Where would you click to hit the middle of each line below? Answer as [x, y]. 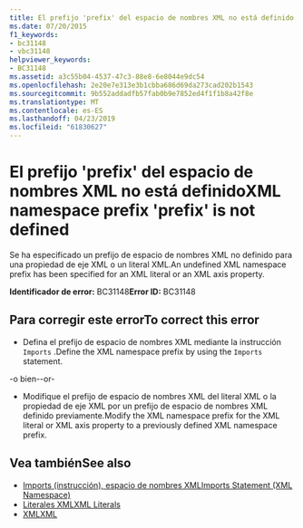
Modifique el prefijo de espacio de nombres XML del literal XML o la [149, 396]
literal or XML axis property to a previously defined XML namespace [150, 425]
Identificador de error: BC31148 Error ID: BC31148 [103, 292]
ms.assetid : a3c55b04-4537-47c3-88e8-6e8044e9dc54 [107, 77]
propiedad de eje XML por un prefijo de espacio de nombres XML [145, 406]
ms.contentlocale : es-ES [56, 110]
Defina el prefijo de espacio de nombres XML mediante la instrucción [152, 341]
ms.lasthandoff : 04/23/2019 [63, 119]
